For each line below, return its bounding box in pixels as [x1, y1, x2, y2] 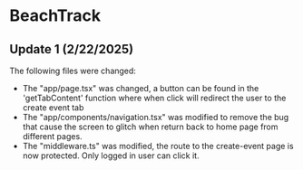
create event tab [22, 102, 84, 113]
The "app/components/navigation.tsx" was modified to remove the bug [22, 112, 289, 122]
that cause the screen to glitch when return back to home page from [22, 121, 279, 132]
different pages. [22, 131, 83, 141]
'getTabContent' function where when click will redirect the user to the [22, 92, 287, 103]
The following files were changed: [9, 65, 136, 76]
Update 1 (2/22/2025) [9, 42, 134, 57]
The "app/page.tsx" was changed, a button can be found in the [22, 83, 259, 93]
